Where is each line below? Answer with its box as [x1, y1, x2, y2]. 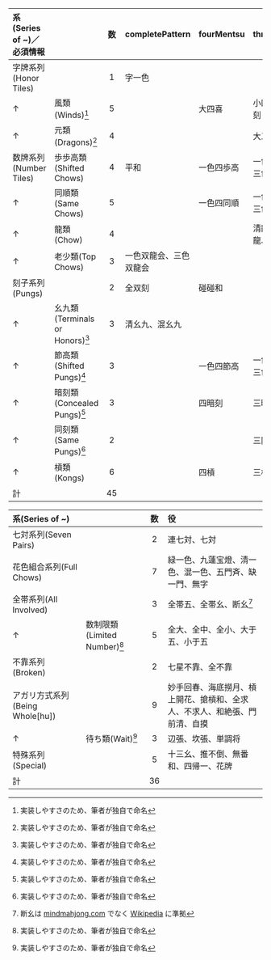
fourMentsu [198, 28, 245, 40]
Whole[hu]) [12, 710, 56, 721]
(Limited [85, 630, 117, 641]
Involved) [12, 604, 48, 615]
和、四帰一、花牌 [167, 760, 232, 772]
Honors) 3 [53, 333, 90, 346]
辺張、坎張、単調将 [167, 733, 240, 744]
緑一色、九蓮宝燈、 [167, 554, 240, 565]
